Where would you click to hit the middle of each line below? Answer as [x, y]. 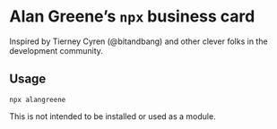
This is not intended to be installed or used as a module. [113, 116]
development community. [56, 50]
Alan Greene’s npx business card [132, 17]
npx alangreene [38, 99]
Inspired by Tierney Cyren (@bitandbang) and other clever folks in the [138, 41]
